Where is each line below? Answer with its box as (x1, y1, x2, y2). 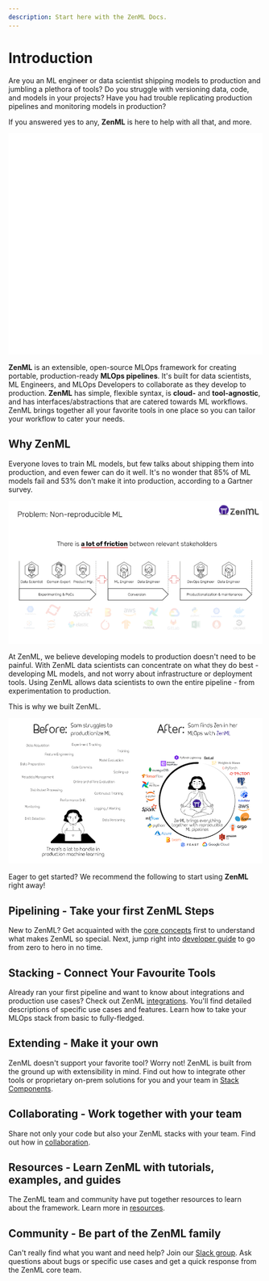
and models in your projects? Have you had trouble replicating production (8, 93, 253, 103)
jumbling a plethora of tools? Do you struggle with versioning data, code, (8, 84, 250, 94)
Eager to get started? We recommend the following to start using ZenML (8, 872, 249, 882)
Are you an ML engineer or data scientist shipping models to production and (8, 75, 261, 85)
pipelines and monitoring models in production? (8, 101, 167, 111)
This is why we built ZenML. (8, 701, 101, 711)
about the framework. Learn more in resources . (8, 1203, 165, 1213)
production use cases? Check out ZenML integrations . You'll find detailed (8, 996, 252, 1006)
